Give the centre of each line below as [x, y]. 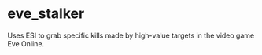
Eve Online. [26, 43]
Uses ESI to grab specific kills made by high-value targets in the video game [131, 35]
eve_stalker [46, 14]
